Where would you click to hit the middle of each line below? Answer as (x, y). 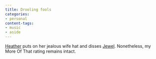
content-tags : (20, 23)
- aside (13, 32)
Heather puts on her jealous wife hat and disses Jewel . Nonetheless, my (78, 46)
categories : (17, 14)
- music (13, 28)
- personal (16, 19)
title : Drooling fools (28, 10)
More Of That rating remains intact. (40, 51)
